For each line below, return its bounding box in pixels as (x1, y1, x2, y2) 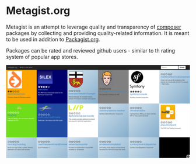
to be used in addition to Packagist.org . (6, 36, 100, 43)
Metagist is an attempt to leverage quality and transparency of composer (6, 23, 181, 30)
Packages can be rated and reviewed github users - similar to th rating (6, 47, 176, 54)
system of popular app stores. (6, 53, 79, 60)
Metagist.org (6, 4, 71, 18)
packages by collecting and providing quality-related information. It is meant (6, 29, 190, 36)
